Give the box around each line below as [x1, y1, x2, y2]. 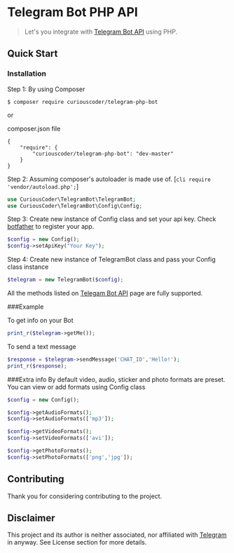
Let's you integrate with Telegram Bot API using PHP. [24, 27, 178, 36]
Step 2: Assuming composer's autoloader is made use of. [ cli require [7, 175, 212, 183]
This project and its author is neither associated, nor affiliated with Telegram [7, 531, 227, 539]
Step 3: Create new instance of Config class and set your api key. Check [7, 215, 216, 223]
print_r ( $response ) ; [7, 362, 68, 369]
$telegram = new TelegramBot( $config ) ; [7, 276, 124, 284]
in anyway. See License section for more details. [7, 538, 147, 547]
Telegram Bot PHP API [7, 4, 138, 20]
